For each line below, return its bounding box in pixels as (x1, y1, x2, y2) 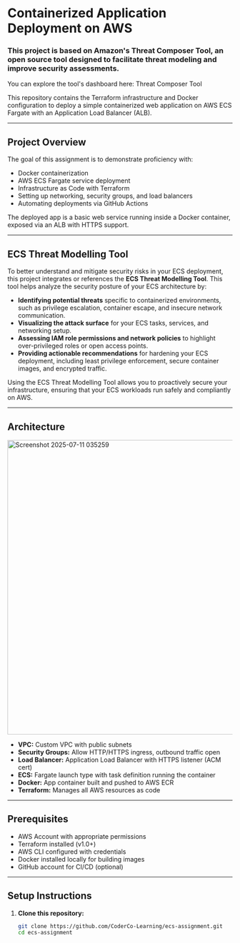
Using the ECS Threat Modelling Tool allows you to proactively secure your (7, 378, 228, 387)
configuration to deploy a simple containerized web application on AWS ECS (7, 101, 232, 110)
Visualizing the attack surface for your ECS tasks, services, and (17, 319, 209, 328)
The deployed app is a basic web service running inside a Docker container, (7, 213, 231, 222)
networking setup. (17, 326, 71, 335)
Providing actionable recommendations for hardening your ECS (17, 349, 209, 358)
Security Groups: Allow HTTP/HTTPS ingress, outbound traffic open (17, 747, 220, 756)
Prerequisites (7, 813, 69, 825)
